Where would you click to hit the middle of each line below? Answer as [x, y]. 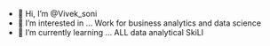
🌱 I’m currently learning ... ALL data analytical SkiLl [111, 32]
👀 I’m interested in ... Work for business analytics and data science [139, 23]
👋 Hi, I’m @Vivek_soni [57, 14]
